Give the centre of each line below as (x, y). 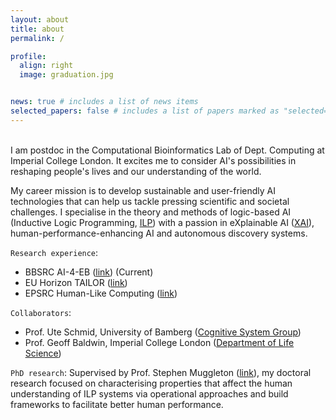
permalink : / (37, 38)
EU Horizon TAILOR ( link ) (76, 282)
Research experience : (54, 252)
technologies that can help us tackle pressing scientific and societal (150, 201)
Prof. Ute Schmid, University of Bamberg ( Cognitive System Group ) (163, 332)
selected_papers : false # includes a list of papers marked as (145, 111)
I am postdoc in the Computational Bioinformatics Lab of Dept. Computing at (167, 150)
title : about (37, 29)
